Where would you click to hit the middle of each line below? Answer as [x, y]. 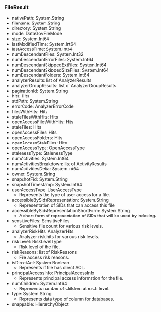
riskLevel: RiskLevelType [36, 242]
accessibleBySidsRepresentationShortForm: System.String [71, 211]
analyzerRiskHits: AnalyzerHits [43, 231]
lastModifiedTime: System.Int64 [44, 44]
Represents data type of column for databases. [67, 299]
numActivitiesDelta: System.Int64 [45, 169]
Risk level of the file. [39, 247]
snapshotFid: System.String [40, 179]
